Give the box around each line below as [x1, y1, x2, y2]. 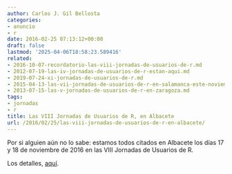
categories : [7, 17, 41, 23]
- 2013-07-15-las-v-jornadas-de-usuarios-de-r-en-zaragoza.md [7, 87, 190, 94]
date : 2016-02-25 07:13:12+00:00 [7, 36, 104, 43]
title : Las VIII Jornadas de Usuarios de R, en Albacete [7, 113, 175, 119]
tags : [7, 94, 23, 101]
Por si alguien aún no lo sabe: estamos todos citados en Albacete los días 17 [7, 138, 224, 146]
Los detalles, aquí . [7, 159, 59, 167]
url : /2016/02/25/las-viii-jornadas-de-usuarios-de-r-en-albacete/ [7, 119, 206, 126]
